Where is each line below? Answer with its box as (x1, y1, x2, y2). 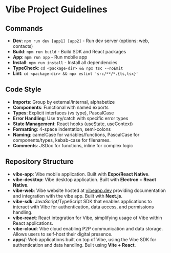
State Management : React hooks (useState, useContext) (12, 121, 133, 127)
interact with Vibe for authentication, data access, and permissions (12, 204, 154, 210)
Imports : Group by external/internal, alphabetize (12, 99, 115, 105)
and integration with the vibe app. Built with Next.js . (12, 192, 123, 199)
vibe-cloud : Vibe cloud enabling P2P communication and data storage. (12, 225, 163, 231)
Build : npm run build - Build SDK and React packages (12, 49, 126, 54)
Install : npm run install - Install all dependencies (12, 60, 118, 65)
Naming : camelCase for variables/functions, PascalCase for (12, 131, 140, 138)
